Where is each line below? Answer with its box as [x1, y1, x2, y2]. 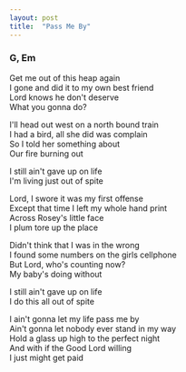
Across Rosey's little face [9, 212, 104, 223]
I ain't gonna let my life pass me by [9, 313, 140, 324]
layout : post [9, 13, 59, 23]
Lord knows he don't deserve [9, 92, 120, 103]
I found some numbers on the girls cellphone [9, 249, 177, 260]
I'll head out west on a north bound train [9, 119, 159, 130]
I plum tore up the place [9, 222, 98, 233]
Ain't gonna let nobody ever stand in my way [9, 323, 177, 334]
